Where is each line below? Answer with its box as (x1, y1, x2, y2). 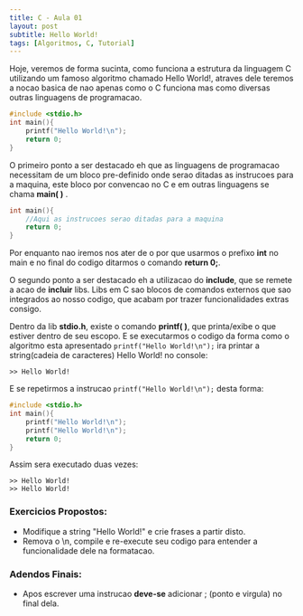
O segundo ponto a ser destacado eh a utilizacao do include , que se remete (9, 275, 293, 286)
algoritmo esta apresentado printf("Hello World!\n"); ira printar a (9, 340, 260, 351)
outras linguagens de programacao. (9, 92, 142, 103)
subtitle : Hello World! (9, 30, 99, 39)
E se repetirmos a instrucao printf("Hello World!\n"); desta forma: (9, 384, 264, 394)
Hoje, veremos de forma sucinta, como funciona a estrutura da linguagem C (9, 63, 291, 74)
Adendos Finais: (9, 567, 83, 580)
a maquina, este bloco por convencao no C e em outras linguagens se (9, 178, 270, 190)
